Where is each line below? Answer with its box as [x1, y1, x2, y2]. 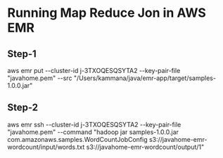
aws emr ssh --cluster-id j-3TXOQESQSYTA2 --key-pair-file [7, 120, 181, 129]
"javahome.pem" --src [7, 74, 72, 82]
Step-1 [7, 48, 37, 60]
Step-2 [7, 102, 39, 114]
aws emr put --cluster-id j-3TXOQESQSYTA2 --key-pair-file [7, 67, 181, 74]
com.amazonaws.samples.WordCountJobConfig [7, 135, 148, 143]
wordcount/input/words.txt [7, 143, 85, 151]
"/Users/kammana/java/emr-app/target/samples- [73, 74, 217, 82]
